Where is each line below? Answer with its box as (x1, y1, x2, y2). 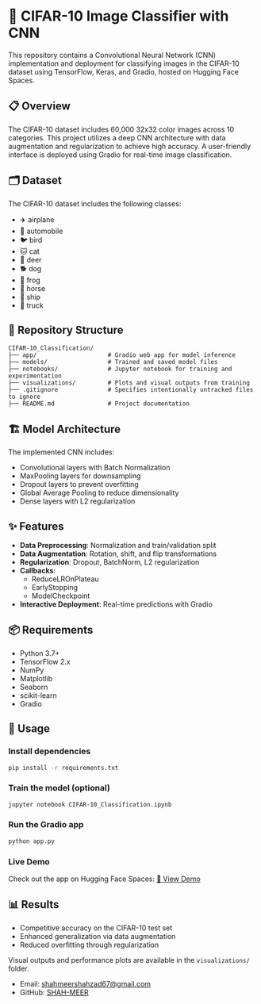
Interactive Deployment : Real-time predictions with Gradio (19, 600, 213, 609)
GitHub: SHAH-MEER (19, 987, 89, 997)
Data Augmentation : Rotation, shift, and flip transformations (19, 549, 217, 558)
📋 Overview (8, 99, 71, 113)
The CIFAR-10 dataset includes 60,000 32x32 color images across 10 (8, 125, 235, 134)
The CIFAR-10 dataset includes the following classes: (8, 198, 182, 209)
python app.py (8, 837, 56, 845)
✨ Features (8, 519, 64, 533)
